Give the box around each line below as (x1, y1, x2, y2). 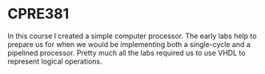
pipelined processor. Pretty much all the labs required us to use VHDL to (7, 48, 246, 57)
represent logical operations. (7, 56, 102, 66)
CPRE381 (7, 5, 70, 23)
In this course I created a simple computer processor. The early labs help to (7, 31, 257, 41)
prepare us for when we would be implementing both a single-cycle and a (7, 39, 251, 49)
